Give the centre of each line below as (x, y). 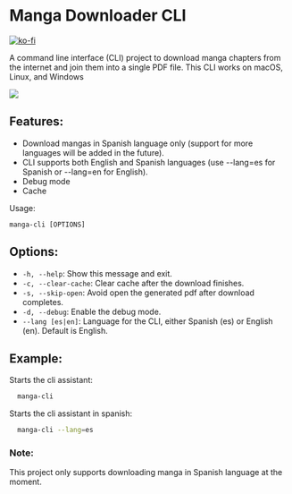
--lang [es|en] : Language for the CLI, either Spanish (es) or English (148, 321)
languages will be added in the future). (93, 152)
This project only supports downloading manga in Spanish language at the (146, 473)
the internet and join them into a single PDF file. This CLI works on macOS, (146, 67)
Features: (37, 122)
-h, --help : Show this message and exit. (97, 273)
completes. (43, 302)
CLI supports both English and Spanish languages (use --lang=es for (149, 162)
